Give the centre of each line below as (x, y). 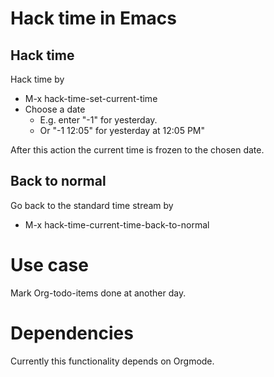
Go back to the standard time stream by (92, 205)
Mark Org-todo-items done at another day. (98, 293)
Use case (49, 265)
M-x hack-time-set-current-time (91, 98)
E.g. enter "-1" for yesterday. (98, 120)
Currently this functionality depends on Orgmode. (112, 361)
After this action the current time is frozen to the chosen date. (137, 150)
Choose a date (55, 109)
